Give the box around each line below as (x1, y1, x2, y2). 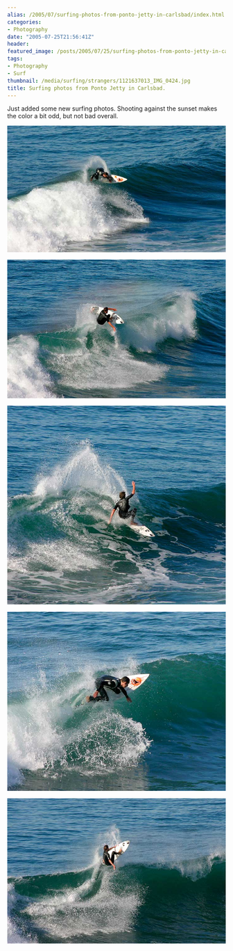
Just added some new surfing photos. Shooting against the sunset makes (7, 104, 218, 113)
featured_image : (7, 48, 54, 55)
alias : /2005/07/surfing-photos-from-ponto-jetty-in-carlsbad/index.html (7, 11, 225, 18)
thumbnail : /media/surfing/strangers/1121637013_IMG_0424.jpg (7, 77, 191, 84)
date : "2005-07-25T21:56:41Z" (7, 33, 95, 40)
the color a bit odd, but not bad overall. (7, 112, 119, 120)
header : (7, 40, 30, 48)
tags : (7, 56, 23, 63)
